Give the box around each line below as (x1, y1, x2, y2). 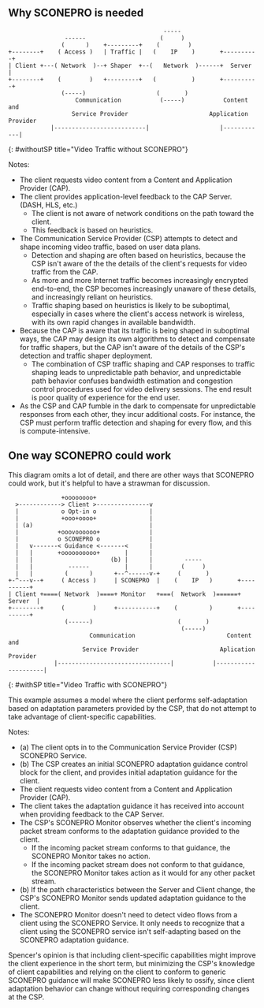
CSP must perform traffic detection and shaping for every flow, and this (19, 418, 252, 427)
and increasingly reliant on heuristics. (31, 292, 154, 302)
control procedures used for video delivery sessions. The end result (31, 384, 252, 393)
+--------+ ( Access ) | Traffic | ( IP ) (8, 47, 195, 56)
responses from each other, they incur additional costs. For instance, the (19, 409, 256, 418)
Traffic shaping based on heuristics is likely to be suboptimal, (31, 300, 231, 310)
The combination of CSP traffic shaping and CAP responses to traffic (31, 359, 255, 369)
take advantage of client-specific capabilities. (8, 712, 156, 721)
